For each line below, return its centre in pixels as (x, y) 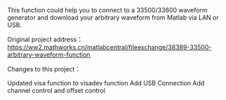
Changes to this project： (44, 69)
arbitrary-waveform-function (49, 55)
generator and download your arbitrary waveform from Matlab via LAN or (113, 17)
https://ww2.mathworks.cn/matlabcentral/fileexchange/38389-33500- (109, 47)
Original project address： (45, 39)
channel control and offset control (56, 91)
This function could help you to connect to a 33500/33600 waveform (108, 10)
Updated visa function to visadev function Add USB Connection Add (106, 83)
